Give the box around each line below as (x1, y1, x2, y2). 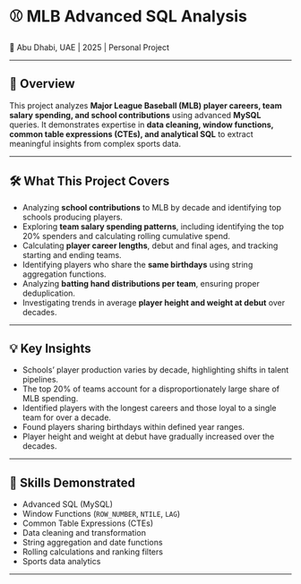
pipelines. (21, 374, 59, 385)
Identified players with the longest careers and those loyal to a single (21, 403, 277, 414)
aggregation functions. (21, 269, 107, 279)
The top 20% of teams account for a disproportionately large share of (21, 383, 280, 394)
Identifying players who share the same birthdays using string (21, 259, 254, 270)
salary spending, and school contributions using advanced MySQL (9, 109, 262, 120)
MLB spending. (21, 393, 79, 404)
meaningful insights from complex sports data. (9, 138, 182, 149)
